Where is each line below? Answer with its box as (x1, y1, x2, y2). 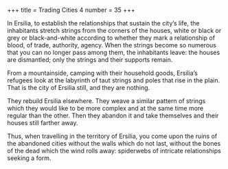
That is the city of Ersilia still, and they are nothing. (7, 84, 150, 91)
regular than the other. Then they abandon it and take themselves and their (7, 111, 219, 120)
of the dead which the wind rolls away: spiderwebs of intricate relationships (7, 147, 221, 155)
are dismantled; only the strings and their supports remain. (7, 56, 173, 64)
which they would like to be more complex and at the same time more (7, 104, 204, 112)
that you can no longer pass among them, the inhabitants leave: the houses (7, 48, 220, 56)
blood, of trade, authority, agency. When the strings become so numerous (7, 41, 216, 49)
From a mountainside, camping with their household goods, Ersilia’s (7, 69, 198, 77)
